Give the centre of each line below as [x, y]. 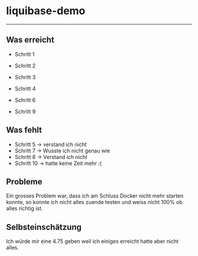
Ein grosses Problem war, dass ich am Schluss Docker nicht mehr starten [95, 196]
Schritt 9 [25, 111]
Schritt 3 [25, 77]
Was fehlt [24, 130]
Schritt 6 [25, 100]
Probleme [24, 182]
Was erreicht [30, 40]
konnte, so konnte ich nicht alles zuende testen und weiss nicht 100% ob [94, 202]
